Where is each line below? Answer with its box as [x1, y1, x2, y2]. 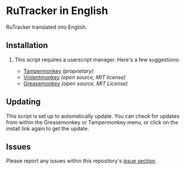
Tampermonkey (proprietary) [23, 67, 94, 74]
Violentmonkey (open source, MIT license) [23, 73, 126, 80]
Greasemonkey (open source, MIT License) [23, 80, 128, 87]
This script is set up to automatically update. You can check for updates [6, 113, 180, 120]
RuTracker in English [6, 4, 109, 18]
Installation [6, 40, 48, 50]
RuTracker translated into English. [6, 23, 87, 30]
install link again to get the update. [6, 125, 89, 132]
